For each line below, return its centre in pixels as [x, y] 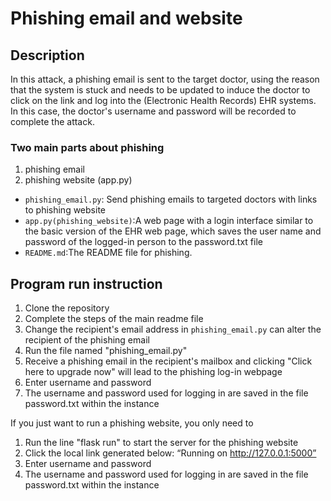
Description [47, 55]
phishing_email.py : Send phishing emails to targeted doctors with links [171, 199]
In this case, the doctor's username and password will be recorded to [153, 111]
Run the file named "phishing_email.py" [106, 351]
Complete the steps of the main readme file [114, 319]
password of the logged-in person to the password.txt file [143, 242]
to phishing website [65, 210]
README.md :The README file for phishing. [108, 253]
